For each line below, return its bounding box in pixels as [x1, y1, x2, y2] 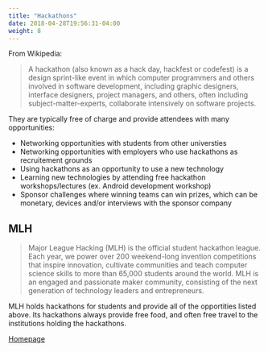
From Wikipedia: [8, 49, 63, 59]
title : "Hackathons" [8, 11, 78, 20]
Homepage [8, 334, 46, 344]
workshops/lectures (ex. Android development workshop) [19, 181, 212, 191]
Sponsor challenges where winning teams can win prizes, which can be [19, 190, 258, 200]
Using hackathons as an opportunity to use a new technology [19, 164, 224, 174]
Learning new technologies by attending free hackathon [19, 172, 207, 182]
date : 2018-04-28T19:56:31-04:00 [8, 19, 121, 27]
